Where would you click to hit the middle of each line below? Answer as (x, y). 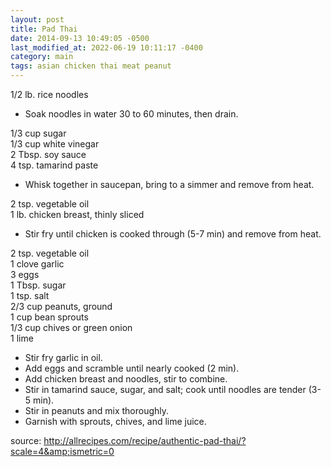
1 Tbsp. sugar (38, 285)
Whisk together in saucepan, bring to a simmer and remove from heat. (169, 184)
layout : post (37, 19)
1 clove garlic (37, 264)
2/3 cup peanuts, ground (61, 306)
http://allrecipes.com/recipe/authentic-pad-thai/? (145, 440)
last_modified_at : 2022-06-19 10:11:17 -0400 (106, 47)
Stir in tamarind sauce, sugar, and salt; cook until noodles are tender (165, 389)
